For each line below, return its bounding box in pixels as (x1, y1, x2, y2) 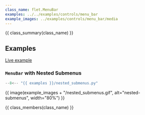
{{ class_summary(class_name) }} (5, 30, 73, 36)
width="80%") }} (30, 95, 65, 101)
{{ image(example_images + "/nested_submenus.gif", (5, 90, 113, 96)
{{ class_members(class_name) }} (5, 105, 74, 111)
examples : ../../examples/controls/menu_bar (5, 12, 98, 17)
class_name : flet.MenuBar (5, 7, 58, 12)
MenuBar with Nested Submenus (5, 70, 82, 77)
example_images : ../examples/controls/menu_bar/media (5, 16, 118, 21)
